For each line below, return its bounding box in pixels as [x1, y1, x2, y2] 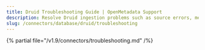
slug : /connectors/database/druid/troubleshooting [6, 20, 138, 26]
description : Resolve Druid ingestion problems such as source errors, [6, 15, 192, 21]
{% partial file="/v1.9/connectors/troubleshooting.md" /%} [6, 37, 154, 45]
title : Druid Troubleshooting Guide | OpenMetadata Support [6, 9, 163, 15]
